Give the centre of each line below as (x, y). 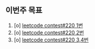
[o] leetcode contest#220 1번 (48, 25)
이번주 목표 (24, 10)
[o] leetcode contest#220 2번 (49, 32)
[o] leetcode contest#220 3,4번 (51, 40)
